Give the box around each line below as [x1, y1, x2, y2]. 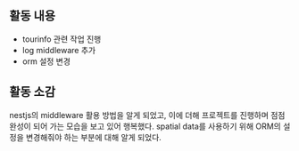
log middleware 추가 [21, 44, 96, 55]
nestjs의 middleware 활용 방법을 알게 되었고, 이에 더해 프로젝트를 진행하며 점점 [9, 109, 286, 120]
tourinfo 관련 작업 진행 [21, 34, 102, 44]
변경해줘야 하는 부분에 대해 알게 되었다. [25, 131, 162, 142]
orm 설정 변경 [21, 56, 71, 67]
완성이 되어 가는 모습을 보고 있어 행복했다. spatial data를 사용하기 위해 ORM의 [9, 121, 281, 131]
